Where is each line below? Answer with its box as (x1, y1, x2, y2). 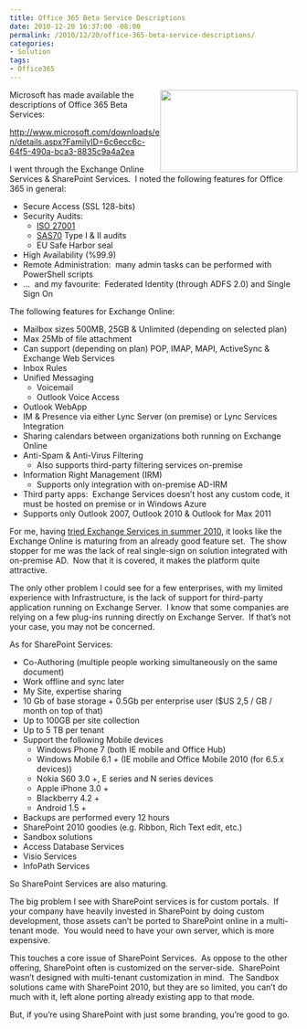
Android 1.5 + (36, 801, 87, 813)
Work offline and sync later (22, 675, 125, 686)
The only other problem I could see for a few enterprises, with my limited (9, 582, 283, 593)
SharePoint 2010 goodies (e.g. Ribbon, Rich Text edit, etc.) (22, 822, 243, 833)
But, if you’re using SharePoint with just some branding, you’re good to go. (9, 1009, 290, 1020)
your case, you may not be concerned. (9, 621, 155, 631)
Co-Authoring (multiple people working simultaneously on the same (22, 656, 279, 667)
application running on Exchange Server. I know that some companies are (9, 601, 290, 612)
